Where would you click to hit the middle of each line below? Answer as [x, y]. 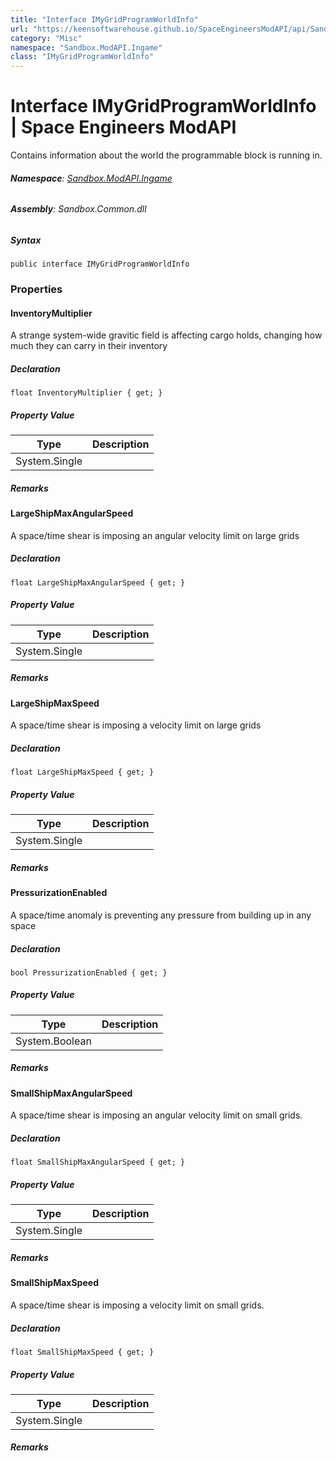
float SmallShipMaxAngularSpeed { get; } [98, 1162]
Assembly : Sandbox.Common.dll [78, 209]
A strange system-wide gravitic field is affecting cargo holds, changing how [166, 335]
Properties [36, 289]
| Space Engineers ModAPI [123, 127]
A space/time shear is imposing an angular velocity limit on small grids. [156, 1115]
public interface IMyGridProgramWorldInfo [100, 264]
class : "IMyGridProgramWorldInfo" [82, 57]
